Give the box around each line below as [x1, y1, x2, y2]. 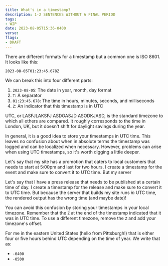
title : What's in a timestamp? [5, 7, 71, 12]
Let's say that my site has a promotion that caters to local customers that [5, 158, 156, 164]
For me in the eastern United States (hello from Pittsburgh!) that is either [5, 230, 154, 236]
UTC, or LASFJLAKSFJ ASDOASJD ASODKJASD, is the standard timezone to [5, 112, 163, 118]
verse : [5, 30, 19, 35]
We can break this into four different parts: [5, 77, 93, 83]
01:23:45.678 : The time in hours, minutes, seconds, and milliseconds [12, 97, 154, 103]
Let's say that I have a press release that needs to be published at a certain [5, 178, 160, 185]
